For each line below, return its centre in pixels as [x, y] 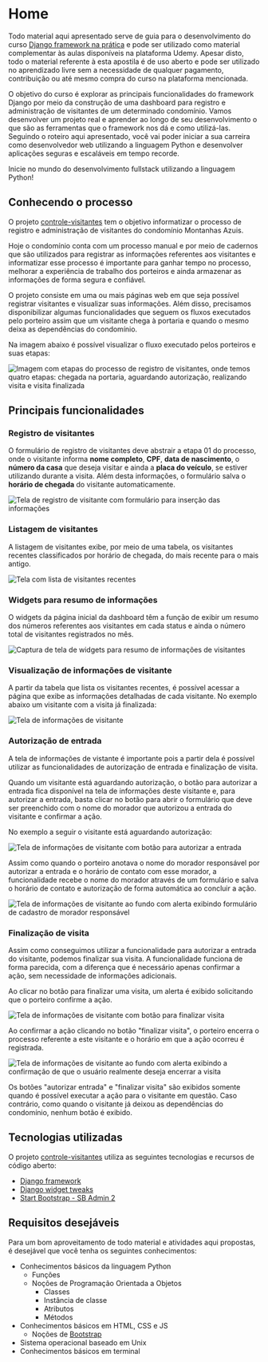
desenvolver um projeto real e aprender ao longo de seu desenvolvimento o [133, 119]
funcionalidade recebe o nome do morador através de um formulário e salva [134, 880]
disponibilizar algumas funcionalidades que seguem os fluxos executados [130, 312]
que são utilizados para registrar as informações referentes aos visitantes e [132, 254]
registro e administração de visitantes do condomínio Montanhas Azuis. [126, 230]
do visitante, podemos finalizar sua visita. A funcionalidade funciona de [126, 959]
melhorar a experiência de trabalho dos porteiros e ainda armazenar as [125, 271]
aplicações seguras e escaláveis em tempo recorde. [94, 153]
